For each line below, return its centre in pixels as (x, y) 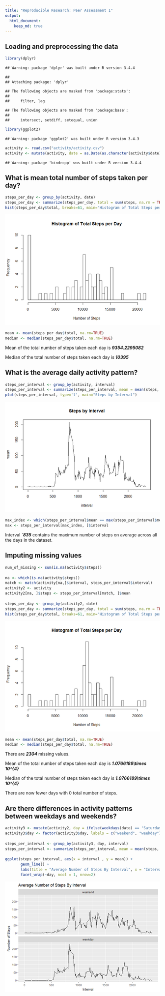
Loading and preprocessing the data (62, 46)
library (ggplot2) (23, 129)
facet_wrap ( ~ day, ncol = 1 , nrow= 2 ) (58, 875)
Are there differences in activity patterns (69, 808)
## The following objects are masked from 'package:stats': (68, 91)
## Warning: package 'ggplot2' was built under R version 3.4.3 (72, 139)
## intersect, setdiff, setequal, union (51, 120)
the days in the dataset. (29, 540)
